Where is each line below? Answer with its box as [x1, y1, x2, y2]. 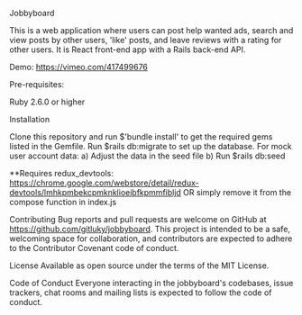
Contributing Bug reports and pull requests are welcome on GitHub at [9, 214, 268, 224]
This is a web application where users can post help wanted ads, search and [9, 25, 294, 35]
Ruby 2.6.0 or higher [9, 96, 86, 107]
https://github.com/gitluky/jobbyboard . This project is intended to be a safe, [9, 224, 291, 234]
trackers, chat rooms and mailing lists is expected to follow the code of [9, 287, 272, 298]
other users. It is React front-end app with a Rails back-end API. [9, 44, 246, 55]
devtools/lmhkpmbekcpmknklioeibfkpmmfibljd [9, 187, 182, 197]
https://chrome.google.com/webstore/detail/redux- [9, 177, 200, 188]
